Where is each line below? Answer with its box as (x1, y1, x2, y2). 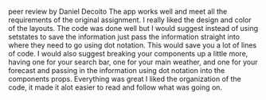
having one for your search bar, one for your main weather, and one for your (8, 57, 258, 67)
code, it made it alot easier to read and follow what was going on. (8, 83, 223, 92)
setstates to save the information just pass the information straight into (8, 32, 241, 41)
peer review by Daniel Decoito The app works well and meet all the (8, 7, 228, 16)
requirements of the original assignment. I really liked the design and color (8, 15, 252, 25)
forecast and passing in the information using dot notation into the (8, 66, 225, 75)
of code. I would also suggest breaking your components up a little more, (8, 49, 248, 58)
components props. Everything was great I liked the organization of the (8, 75, 241, 83)
